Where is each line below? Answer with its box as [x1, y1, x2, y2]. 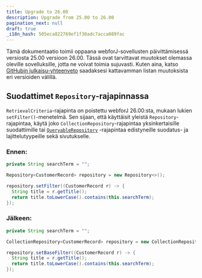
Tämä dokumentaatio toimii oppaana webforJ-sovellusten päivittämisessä [6, 48, 189, 55]
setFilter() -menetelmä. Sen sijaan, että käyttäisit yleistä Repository [6, 113, 177, 121]
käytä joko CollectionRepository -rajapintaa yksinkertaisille [33, 119, 180, 127]
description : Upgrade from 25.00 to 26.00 [6, 14, 114, 21]
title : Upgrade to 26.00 [6, 8, 69, 15]
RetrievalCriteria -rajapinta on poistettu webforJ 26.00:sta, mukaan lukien [6, 107, 192, 114]
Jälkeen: [6, 214, 32, 223]
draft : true [6, 25, 36, 32]
